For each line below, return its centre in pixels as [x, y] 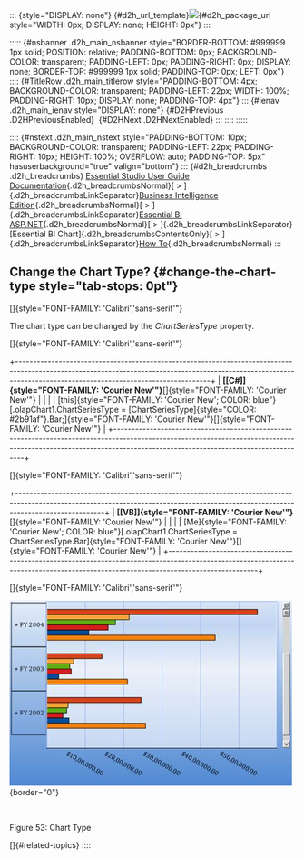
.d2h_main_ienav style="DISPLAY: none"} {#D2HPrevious [117, 110]
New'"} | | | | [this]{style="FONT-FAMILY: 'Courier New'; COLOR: [130, 399]
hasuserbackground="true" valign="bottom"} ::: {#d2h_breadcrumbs [138, 166]
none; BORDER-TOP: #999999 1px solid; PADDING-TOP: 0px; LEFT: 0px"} [147, 71]
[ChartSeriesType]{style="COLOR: [192, 409]
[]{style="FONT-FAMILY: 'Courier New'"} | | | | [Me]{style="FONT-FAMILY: [148, 522]
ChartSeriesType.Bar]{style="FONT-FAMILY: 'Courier [108, 541]
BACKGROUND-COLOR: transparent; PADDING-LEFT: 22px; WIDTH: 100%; [149, 90]
